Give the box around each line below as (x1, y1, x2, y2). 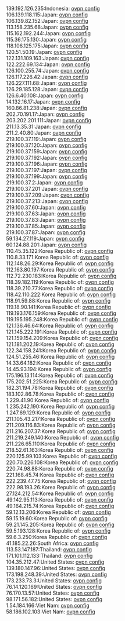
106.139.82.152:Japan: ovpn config (6, 18, 88, 24)
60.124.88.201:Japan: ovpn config (6, 241, 87, 248)
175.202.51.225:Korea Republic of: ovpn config (6, 378, 118, 385)
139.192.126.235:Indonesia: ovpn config (6, 5, 100, 12)
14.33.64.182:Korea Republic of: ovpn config (6, 359, 112, 366)
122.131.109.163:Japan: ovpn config (6, 55, 90, 61)
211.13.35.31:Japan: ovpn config (6, 123, 81, 130)
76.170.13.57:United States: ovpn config (6, 589, 100, 596)
